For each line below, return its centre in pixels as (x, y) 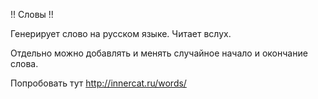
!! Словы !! (32, 14)
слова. (24, 63)
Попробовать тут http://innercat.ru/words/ (98, 83)
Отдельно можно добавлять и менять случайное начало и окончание (159, 53)
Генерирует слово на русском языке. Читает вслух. (121, 33)
